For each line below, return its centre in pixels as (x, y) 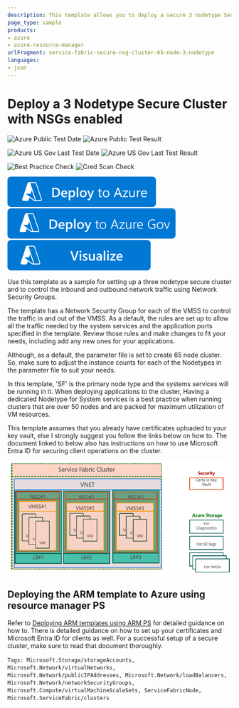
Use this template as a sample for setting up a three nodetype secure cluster (119, 281)
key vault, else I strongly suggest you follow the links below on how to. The (117, 435)
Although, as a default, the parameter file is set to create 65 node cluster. (115, 355)
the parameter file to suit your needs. (62, 370)
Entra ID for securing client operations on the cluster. (85, 450)
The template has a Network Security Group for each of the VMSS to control (119, 310)
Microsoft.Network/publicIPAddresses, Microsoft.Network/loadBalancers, (117, 675)
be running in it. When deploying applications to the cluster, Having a (108, 391)
